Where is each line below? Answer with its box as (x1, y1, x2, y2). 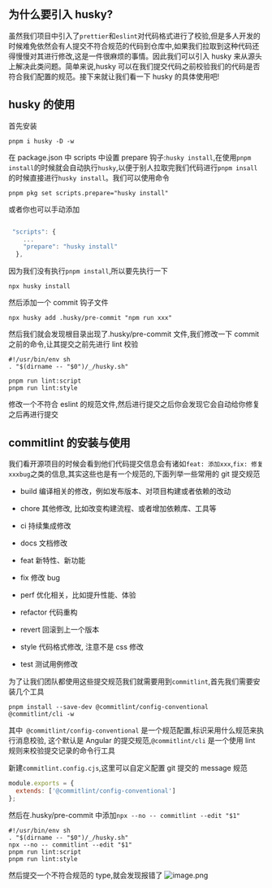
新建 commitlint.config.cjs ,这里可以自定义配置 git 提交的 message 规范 (8, 763, 248, 772)
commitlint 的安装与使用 (8, 435, 132, 449)
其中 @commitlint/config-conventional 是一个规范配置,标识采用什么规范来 (8, 725, 257, 735)
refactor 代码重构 (19, 607, 78, 617)
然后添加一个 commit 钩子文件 (8, 298, 109, 308)
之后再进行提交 (8, 409, 58, 419)
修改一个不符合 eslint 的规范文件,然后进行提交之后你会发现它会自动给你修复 (8, 400, 261, 409)
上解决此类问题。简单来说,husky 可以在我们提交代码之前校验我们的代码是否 (8, 61, 261, 71)
